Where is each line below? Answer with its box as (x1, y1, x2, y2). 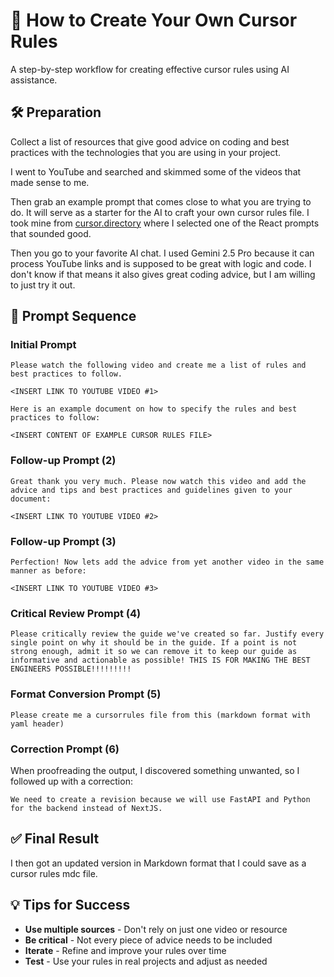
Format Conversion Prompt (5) (10, 687, 162, 701)
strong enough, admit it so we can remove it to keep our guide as (10, 647, 298, 657)
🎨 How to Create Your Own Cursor (10, 9, 298, 32)
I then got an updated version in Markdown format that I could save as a (10, 857, 307, 869)
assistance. (10, 74, 58, 86)
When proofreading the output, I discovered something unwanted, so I (10, 764, 300, 776)
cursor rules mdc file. (10, 867, 98, 879)
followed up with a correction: (10, 775, 133, 787)
